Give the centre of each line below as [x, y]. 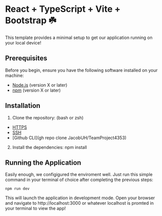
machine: [15, 75]
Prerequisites [26, 58]
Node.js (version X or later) [40, 85]
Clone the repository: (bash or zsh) [48, 117]
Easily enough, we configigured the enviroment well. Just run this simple [79, 175]
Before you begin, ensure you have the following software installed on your [81, 70]
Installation [23, 106]
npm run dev [17, 189]
